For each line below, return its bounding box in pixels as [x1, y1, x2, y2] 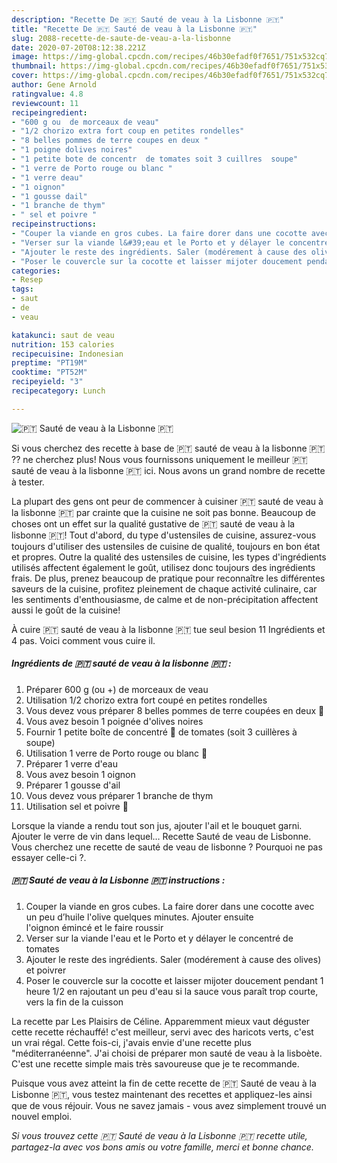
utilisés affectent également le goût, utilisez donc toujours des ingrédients [11, 561, 316, 573]
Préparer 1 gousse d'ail [25, 779, 121, 791]
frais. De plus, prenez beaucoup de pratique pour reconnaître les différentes [11, 572, 326, 584]
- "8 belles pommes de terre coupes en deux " [11, 136, 209, 146]
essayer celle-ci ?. [11, 851, 87, 863]
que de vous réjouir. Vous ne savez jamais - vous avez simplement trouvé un [11, 1099, 327, 1111]
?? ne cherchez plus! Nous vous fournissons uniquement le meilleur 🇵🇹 [11, 453, 308, 465]
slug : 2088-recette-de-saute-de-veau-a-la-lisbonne [11, 33, 231, 43]
